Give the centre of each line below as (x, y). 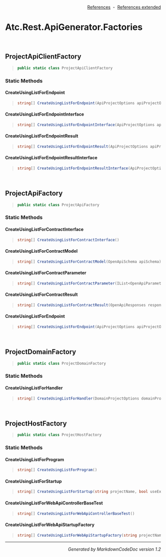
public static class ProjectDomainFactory (62, 363)
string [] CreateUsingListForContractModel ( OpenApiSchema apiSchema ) (89, 262)
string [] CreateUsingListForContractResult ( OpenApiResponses (82, 305)
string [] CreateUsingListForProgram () (57, 470)
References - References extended (124, 7)
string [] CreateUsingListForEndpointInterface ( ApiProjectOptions (86, 125)
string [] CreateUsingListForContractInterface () (68, 240)
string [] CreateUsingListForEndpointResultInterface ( (74, 168)
